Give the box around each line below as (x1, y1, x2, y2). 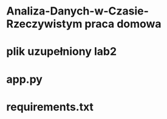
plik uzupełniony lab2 (6, 45, 117, 59)
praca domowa (84, 17, 162, 31)
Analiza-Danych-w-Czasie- (6, 4, 149, 18)
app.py (6, 72, 43, 86)
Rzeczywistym (6, 17, 83, 31)
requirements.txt (6, 100, 94, 114)
